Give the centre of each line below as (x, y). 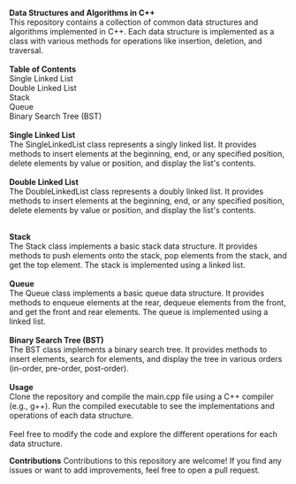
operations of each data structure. (72, 415)
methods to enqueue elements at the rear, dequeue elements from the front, (148, 303)
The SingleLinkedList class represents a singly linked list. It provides (133, 144)
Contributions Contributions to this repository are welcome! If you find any (146, 461)
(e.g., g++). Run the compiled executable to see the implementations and (142, 406)
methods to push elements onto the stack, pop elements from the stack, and (148, 255)
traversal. (27, 50)
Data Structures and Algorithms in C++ (82, 13)
